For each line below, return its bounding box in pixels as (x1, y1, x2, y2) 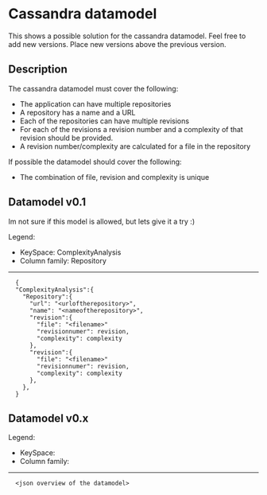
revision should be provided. (19, 133, 114, 142)
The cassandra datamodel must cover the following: (8, 84, 179, 93)
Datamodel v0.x (8, 411, 89, 425)
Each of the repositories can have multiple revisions (19, 116, 189, 126)
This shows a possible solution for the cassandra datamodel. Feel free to (8, 31, 246, 41)
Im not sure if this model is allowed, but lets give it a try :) (8, 216, 195, 226)
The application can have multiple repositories (19, 99, 172, 108)
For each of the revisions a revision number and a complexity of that (19, 124, 244, 134)
